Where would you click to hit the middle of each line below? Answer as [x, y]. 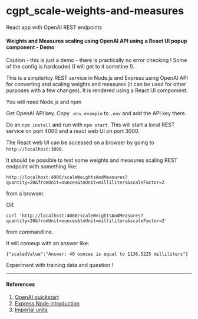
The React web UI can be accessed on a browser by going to [80, 142]
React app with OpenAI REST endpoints [54, 27]
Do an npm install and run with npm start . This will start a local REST [90, 125]
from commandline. [30, 232]
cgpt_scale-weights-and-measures [95, 11]
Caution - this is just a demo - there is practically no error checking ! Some [97, 60]
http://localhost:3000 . [35, 149]
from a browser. [25, 194]
